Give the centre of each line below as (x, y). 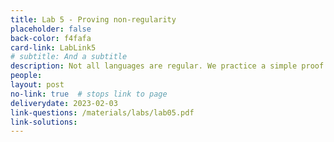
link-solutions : (44, 122)
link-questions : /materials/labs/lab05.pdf (102, 112)
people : (26, 76)
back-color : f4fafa (51, 38)
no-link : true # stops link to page (89, 94)
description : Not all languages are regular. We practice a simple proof (167, 66)
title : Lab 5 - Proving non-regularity (93, 19)
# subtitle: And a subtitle (69, 57)
